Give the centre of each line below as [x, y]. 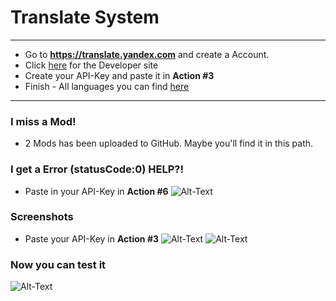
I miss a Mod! [43, 121]
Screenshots [42, 217]
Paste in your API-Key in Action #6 [96, 191]
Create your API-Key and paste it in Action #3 [119, 75]
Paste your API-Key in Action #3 [91, 238]
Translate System [85, 17]
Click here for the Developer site [91, 65]
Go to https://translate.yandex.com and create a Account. [147, 54]
